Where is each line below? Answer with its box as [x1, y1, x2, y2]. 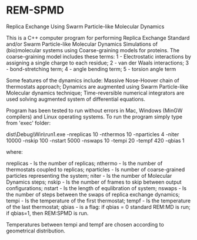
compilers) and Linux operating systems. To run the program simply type [6, 113, 183, 120]
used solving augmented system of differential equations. [6, 95, 146, 103]
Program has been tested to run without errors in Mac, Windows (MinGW [6, 107, 183, 114]
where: [6, 148, 24, 156]
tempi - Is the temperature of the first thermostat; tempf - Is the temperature [6, 197, 191, 204]
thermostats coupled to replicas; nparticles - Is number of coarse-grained [6, 165, 185, 173]
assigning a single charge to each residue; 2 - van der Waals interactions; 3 [6, 59, 189, 66]
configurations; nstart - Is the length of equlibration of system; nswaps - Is [6, 184, 187, 191]
